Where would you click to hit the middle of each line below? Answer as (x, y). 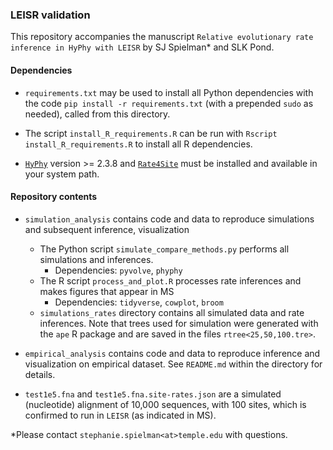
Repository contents (54, 197)
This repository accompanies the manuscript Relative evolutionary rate (162, 37)
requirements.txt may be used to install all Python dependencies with (169, 92)
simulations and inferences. (96, 259)
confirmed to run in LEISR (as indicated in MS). (120, 415)
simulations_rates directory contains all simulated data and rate (172, 312)
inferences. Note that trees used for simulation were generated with (179, 323)
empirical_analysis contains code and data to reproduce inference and (172, 353)
